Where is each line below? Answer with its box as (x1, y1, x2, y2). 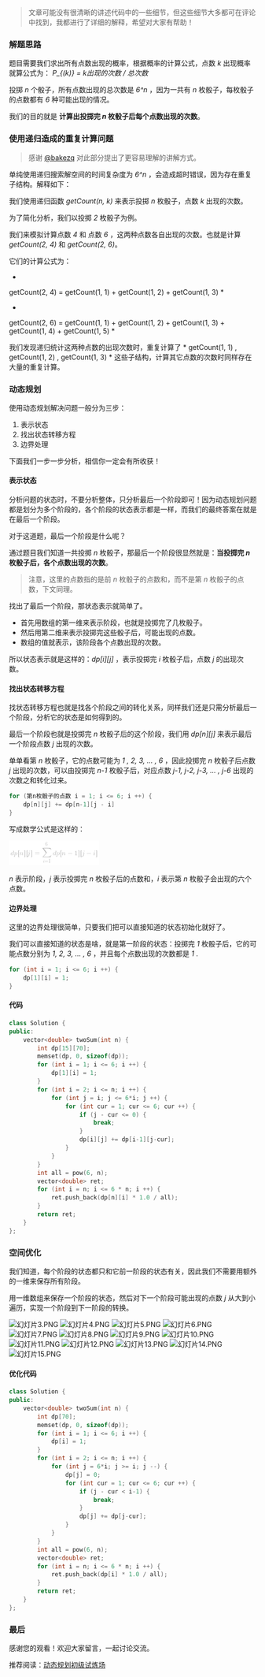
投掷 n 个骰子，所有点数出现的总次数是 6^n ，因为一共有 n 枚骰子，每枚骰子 (9, 85, 254, 95)
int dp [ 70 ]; (37, 1412, 77, 1421)
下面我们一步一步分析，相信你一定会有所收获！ (9, 456, 160, 466)
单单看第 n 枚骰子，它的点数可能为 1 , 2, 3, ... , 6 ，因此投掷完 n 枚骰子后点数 (9, 756, 256, 765)
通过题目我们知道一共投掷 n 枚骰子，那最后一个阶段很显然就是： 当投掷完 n (9, 548, 251, 558)
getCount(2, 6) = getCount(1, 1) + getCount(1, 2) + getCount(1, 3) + (9, 318, 225, 327)
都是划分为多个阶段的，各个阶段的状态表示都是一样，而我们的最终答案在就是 (9, 504, 257, 515)
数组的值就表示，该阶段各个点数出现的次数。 (20, 638, 166, 647)
